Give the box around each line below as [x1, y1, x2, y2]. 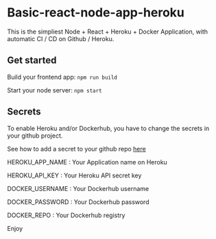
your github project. [7, 131, 63, 140]
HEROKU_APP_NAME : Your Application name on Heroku [7, 158, 168, 166]
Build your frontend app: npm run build [7, 73, 118, 81]
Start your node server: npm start [7, 86, 102, 94]
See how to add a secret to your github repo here [7, 144, 146, 153]
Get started [7, 55, 57, 66]
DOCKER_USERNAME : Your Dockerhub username [7, 184, 149, 192]
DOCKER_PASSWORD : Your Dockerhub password [7, 197, 149, 206]
